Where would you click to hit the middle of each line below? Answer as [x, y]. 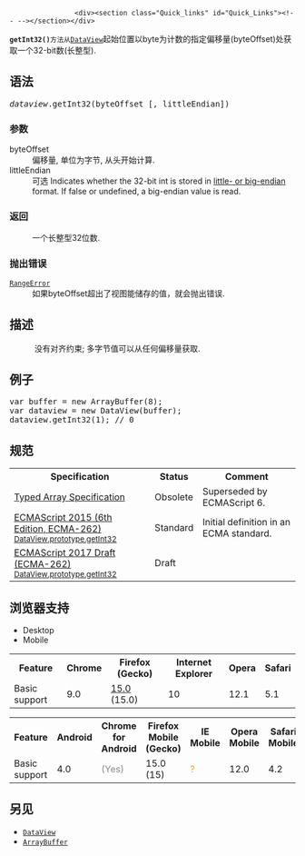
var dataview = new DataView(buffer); [96, 411]
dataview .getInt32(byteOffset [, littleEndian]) [119, 104]
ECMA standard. [237, 533]
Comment [247, 477]
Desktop [38, 630]
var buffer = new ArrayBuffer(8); [86, 402]
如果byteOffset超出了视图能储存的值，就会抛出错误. [128, 293]
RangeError [30, 283]
